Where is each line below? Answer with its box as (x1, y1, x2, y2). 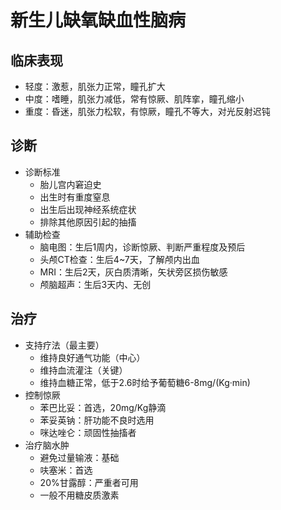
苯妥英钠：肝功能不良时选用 (39, 414, 155, 426)
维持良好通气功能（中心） (39, 351, 146, 363)
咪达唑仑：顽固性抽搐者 (39, 426, 137, 438)
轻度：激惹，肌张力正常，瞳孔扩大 (24, 81, 166, 92)
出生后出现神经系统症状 (39, 203, 137, 215)
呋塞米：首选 (39, 464, 93, 476)
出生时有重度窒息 (39, 191, 111, 203)
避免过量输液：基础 (39, 451, 120, 463)
